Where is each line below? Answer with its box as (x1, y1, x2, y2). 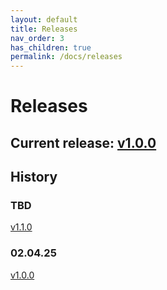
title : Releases (10, 24, 78, 34)
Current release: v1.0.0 (10, 134, 157, 151)
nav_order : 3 (10, 33, 65, 43)
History (10, 169, 58, 186)
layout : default (10, 14, 78, 25)
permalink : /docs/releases (10, 52, 123, 62)
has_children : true (10, 42, 92, 53)
